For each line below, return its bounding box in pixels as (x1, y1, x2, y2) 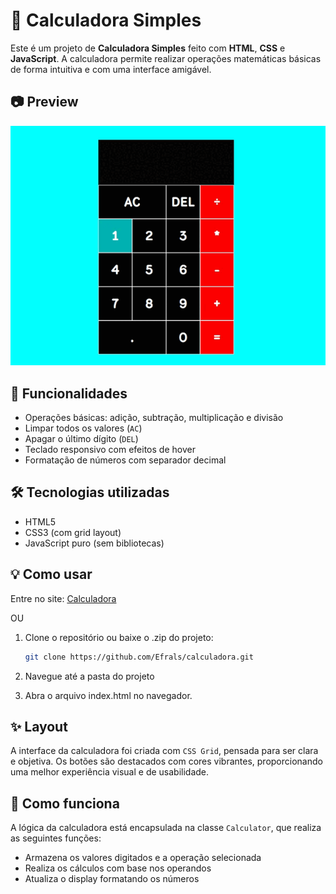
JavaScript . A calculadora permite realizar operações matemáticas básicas (10, 52, 322, 64)
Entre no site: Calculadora (10, 592, 117, 604)
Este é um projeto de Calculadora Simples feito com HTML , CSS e (10, 42, 286, 54)
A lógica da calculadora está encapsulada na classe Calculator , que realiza (10, 822, 322, 834)
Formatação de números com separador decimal (24, 454, 227, 466)
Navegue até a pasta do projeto (24, 670, 155, 682)
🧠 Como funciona (10, 795, 120, 812)
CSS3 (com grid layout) (24, 526, 122, 538)
